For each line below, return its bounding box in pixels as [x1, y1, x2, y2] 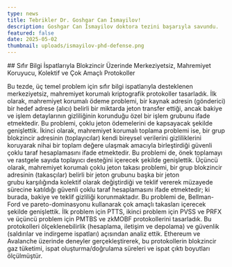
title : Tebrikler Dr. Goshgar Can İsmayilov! [7, 17, 141, 24]
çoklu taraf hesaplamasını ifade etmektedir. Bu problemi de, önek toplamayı [7, 148, 223, 157]
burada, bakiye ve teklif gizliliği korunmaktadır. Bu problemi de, [7, 193, 187, 201]
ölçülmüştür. [7, 252, 43, 260]
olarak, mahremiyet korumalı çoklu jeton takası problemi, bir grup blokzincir [7, 164, 222, 171]
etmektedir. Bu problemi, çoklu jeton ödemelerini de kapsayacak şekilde [7, 119, 213, 127]
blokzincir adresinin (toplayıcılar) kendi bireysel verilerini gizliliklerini [7, 134, 201, 142]
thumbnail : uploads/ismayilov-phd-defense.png [7, 42, 144, 49]
